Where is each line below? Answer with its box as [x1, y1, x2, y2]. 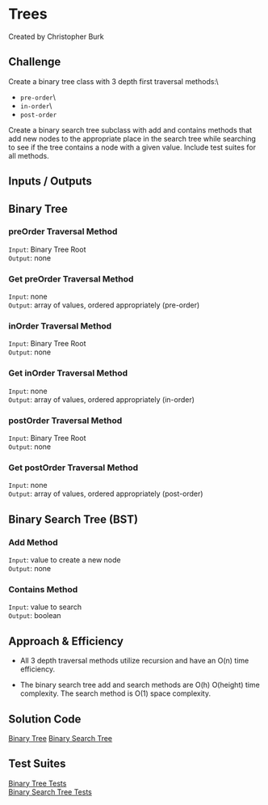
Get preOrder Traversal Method [8, 273, 134, 284]
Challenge [8, 55, 61, 69]
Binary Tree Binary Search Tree [8, 733, 113, 743]
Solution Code [8, 712, 82, 726]
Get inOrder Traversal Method [8, 367, 128, 379]
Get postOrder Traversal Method [8, 462, 139, 473]
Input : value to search [8, 602, 82, 612]
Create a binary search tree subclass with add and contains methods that [8, 125, 253, 134]
